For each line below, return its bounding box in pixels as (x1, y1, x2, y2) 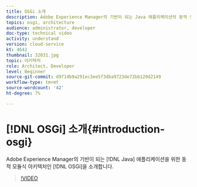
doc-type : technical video (6, 30, 72, 36)
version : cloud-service (6, 42, 64, 47)
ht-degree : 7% (6, 90, 41, 96)
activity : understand (6, 36, 59, 42)
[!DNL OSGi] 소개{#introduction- (6, 123, 165, 135)
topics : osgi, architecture (6, 19, 75, 25)
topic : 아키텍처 (6, 57, 41, 63)
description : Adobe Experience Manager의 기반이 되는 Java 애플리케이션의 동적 (6, 14, 188, 20)
